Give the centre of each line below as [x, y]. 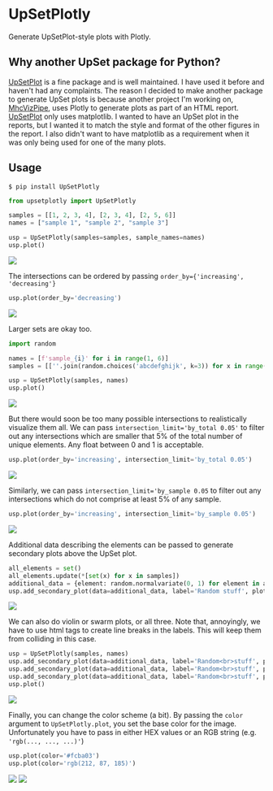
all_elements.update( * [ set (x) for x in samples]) [94, 576]
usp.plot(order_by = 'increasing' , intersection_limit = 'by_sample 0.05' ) [132, 514]
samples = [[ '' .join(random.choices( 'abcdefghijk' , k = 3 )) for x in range [136, 366]
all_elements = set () [45, 568]
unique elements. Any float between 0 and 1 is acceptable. [106, 445]
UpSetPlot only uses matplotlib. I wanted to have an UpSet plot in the [124, 116]
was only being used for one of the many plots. [87, 142]
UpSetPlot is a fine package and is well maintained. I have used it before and [136, 81]
